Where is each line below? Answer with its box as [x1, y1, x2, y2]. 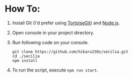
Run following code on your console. [12, 39, 89, 46]
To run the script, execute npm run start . [12, 67, 98, 73]
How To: [5, 3, 41, 15]
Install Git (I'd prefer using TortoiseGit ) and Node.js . [12, 20, 120, 26]
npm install [12, 58, 38, 63]
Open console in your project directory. [12, 29, 94, 35]
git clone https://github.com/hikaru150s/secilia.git [12, 49, 128, 54]
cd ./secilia [12, 54, 40, 59]
